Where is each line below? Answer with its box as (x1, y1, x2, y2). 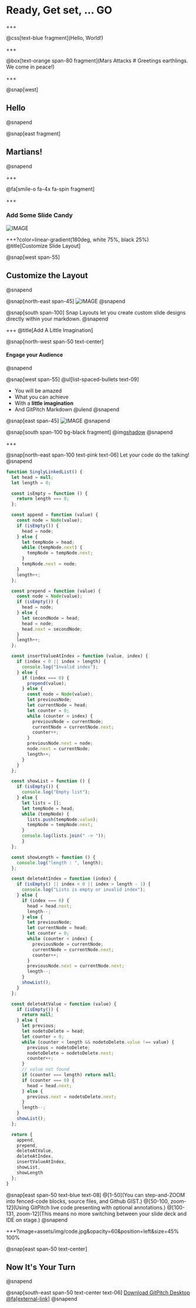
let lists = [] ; (21, 800, 62, 806)
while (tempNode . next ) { (21, 545, 83, 550)
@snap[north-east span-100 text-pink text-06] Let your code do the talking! (6, 451, 190, 458)
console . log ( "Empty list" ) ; (21, 789, 91, 795)
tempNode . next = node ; (21, 561, 77, 567)
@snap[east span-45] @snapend (6, 417, 110, 424)
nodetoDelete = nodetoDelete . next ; (27, 1050, 114, 1056)
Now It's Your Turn (6, 1262, 76, 1272)
